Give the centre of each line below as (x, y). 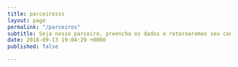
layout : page (27, 20)
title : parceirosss (36, 14)
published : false (33, 47)
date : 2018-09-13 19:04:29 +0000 (57, 40)
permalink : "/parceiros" (44, 27)
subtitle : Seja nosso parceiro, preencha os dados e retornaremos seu (114, 33)
